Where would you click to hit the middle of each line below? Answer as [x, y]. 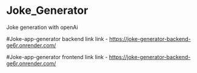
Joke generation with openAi [42, 27]
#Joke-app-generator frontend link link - [57, 57]
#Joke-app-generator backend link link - [57, 39]
